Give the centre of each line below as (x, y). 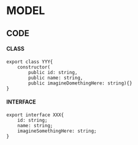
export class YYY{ (30, 62)
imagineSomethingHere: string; (57, 131)
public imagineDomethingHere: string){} (80, 83)
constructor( (34, 67)
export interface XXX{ (35, 115)
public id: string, (53, 72)
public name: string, (56, 78)
